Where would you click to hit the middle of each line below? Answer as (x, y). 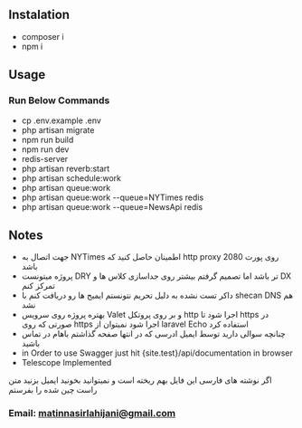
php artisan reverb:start (66, 168)
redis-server (45, 158)
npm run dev (45, 149)
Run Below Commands (59, 100)
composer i (42, 36)
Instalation (39, 15)
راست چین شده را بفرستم (53, 390)
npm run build (47, 139)
